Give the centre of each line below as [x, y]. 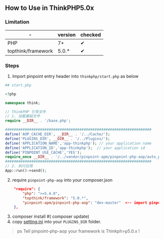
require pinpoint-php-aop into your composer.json [62, 180]
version [67, 35]
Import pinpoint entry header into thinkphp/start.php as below [75, 76]
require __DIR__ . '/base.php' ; [38, 121]
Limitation [17, 22]
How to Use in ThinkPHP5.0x [50, 8]
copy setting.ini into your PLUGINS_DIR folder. [57, 222]
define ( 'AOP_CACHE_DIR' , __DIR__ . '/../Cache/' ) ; [58, 134]
